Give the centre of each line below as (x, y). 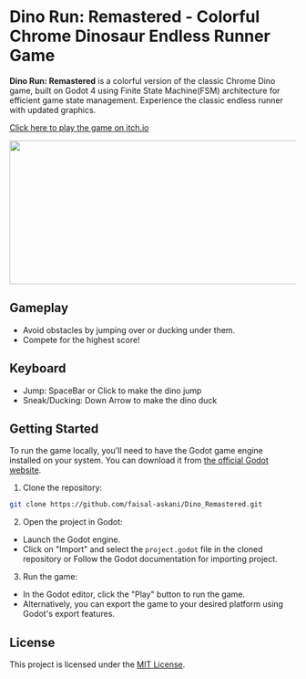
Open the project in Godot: (72, 522)
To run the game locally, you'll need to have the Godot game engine (137, 451)
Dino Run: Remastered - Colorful (135, 17)
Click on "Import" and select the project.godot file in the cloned (143, 549)
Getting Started (54, 428)
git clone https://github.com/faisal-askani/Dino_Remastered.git (136, 505)
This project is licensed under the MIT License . (97, 664)
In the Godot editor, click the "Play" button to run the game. (134, 594)
